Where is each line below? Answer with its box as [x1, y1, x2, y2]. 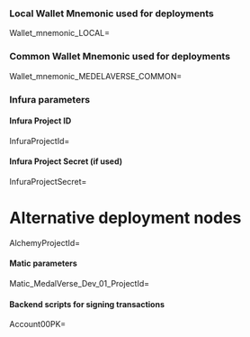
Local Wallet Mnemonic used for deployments [9, 7, 214, 20]
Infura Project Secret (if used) [9, 156, 123, 167]
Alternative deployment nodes [9, 208, 242, 228]
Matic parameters [9, 258, 78, 269]
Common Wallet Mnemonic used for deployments [9, 50, 231, 63]
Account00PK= [9, 319, 66, 330]
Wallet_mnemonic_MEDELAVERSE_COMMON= [9, 70, 183, 81]
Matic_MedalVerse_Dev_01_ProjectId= [9, 278, 150, 289]
